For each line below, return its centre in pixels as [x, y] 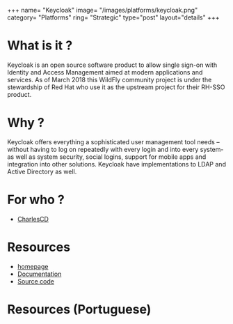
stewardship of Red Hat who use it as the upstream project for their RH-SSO [116, 87]
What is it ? [40, 46]
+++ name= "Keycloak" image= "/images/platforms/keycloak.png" [103, 10]
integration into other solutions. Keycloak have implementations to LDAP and [116, 164]
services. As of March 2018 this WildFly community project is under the [110, 79]
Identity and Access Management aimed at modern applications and [105, 72]
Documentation [39, 274]
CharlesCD [33, 219]
